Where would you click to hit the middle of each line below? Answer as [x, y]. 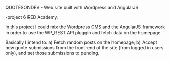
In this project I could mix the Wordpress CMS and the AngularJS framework [85, 27]
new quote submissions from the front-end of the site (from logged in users [84, 48]
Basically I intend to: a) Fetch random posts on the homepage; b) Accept [81, 42]
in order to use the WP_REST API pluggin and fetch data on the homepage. [83, 32]
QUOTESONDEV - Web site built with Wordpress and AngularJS [72, 7]
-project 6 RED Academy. [32, 17]
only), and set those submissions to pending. [52, 53]
